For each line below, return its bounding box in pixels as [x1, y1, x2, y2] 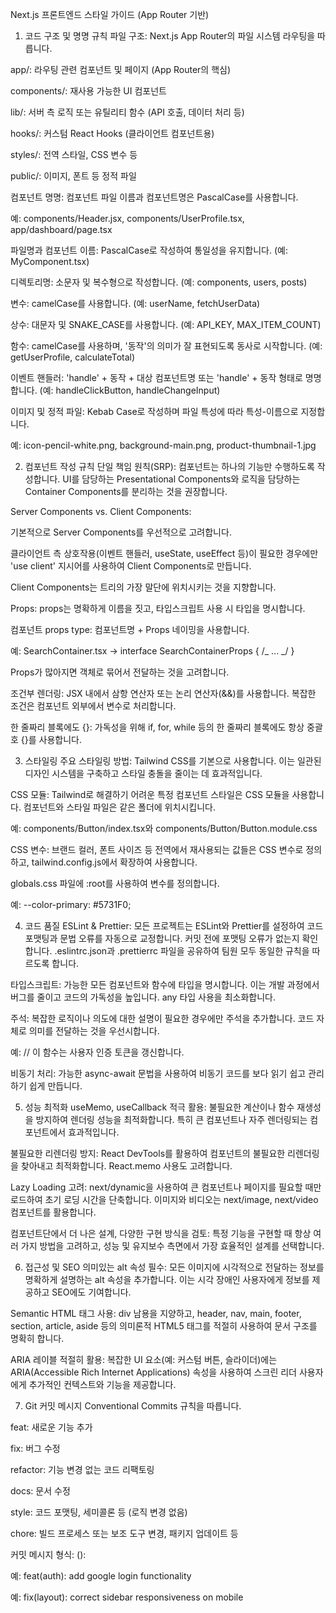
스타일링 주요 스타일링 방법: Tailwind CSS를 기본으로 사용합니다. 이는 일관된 [24, 755, 322, 767]
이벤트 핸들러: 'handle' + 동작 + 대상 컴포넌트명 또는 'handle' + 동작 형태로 [10, 372, 303, 383]
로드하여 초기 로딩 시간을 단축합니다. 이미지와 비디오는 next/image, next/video [10, 1194, 319, 1205]
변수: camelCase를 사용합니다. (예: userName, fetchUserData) [10, 298, 261, 309]
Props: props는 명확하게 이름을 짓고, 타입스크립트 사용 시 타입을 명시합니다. [10, 603, 306, 614]
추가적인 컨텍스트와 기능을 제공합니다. [28, 1379, 177, 1390]
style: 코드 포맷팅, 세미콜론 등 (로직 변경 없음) [10, 1506, 188, 1518]
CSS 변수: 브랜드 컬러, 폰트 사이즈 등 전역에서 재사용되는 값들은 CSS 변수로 [10, 844, 304, 855]
